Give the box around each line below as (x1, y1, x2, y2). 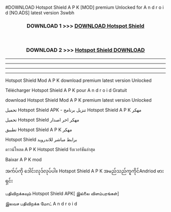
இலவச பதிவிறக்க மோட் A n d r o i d (5, 200, 77, 206)
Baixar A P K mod (5, 156, 42, 162)
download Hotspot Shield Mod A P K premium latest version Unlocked (5, 97, 152, 103)
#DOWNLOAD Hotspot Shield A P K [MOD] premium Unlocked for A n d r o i (5, 5, 164, 10)
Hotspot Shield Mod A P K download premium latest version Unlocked (5, 77, 152, 83)
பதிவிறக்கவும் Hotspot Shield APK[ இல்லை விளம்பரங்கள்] (5, 190, 119, 196)
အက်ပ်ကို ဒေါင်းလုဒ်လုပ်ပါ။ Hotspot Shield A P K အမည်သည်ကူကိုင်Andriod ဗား (5, 168, 164, 174)
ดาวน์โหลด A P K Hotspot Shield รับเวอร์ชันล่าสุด (5, 146, 95, 152)
